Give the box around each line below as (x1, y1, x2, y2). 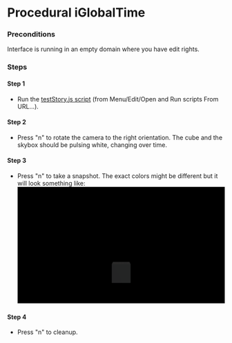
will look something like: (17, 179, 86, 188)
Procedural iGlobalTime (7, 5, 146, 21)
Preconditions (7, 30, 56, 39)
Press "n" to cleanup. (17, 328, 78, 336)
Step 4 (7, 313, 27, 321)
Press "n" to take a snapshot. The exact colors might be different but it (17, 172, 218, 180)
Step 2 (7, 118, 26, 126)
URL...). (17, 102, 39, 110)
